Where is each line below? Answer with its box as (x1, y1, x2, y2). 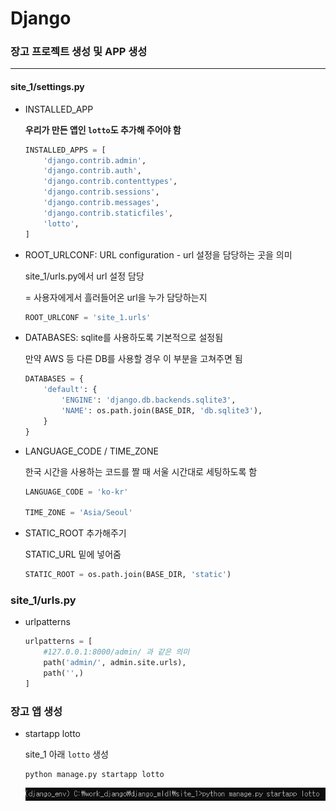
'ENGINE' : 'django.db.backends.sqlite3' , (61, 395, 237, 406)
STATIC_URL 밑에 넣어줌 (24, 548, 122, 561)
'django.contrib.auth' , (43, 166, 142, 176)
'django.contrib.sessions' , (43, 187, 160, 197)
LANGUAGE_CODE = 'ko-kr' (24, 487, 129, 497)
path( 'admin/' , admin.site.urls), (43, 658, 187, 668)
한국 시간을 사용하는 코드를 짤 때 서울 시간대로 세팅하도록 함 (24, 465, 258, 477)
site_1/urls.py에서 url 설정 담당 (24, 270, 145, 282)
